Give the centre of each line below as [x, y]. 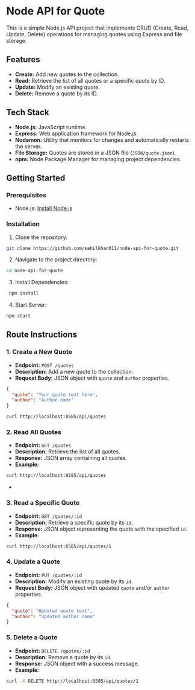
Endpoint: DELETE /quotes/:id [52, 651]
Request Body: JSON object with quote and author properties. [92, 378]
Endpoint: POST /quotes [44, 365]
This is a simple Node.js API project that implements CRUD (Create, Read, [97, 28]
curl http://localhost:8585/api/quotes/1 [59, 546]
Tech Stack [28, 113]
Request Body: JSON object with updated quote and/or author [92, 587]
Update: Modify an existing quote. [57, 87]
